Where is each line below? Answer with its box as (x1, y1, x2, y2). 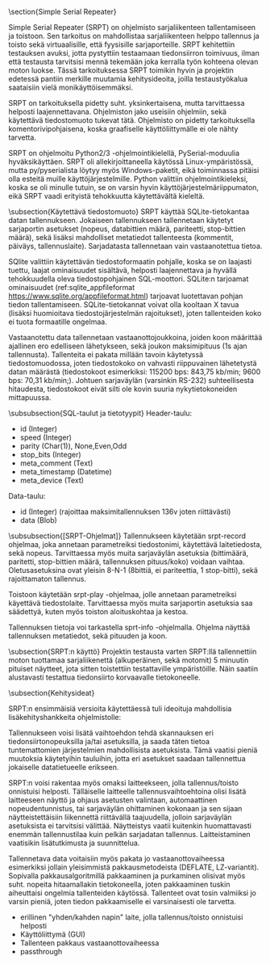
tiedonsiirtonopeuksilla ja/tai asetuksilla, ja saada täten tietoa (8, 737, 210, 746)
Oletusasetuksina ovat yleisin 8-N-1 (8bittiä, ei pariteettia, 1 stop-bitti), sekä (8, 566, 258, 575)
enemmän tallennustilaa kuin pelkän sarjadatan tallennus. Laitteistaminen (8, 830, 251, 839)
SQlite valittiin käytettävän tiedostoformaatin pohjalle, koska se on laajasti (8, 257, 252, 266)
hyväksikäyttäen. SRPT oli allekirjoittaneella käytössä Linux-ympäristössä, (8, 157, 254, 166)
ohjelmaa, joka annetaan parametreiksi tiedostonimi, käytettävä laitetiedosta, (8, 540, 263, 549)
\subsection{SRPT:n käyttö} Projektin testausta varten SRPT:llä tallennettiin (8, 646, 257, 656)
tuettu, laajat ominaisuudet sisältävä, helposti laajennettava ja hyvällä (8, 266, 238, 275)
